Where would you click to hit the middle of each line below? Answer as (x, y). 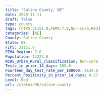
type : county (19, 24)
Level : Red (17, 80)
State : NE (16, 43)
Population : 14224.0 (27, 57)
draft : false (19, 19)
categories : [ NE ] (23, 33)
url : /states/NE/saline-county (38, 84)
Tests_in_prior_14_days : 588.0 (38, 66)
